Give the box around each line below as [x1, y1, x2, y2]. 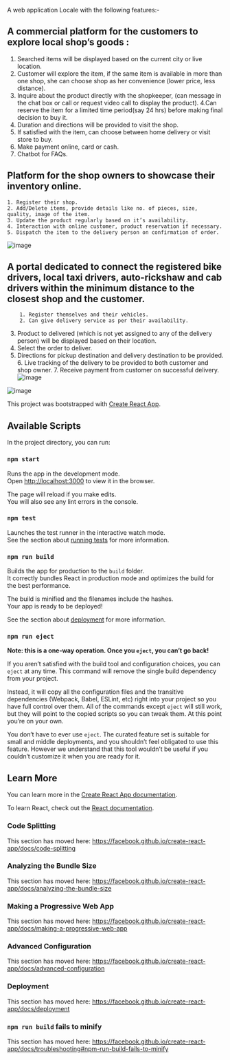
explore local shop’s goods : [7, 36, 129, 48]
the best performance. [7, 582, 71, 590]
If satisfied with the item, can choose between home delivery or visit [16, 127, 211, 136]
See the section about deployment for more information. [7, 615, 166, 624]
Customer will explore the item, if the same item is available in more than [16, 69, 222, 78]
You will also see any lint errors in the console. [7, 497, 139, 505]
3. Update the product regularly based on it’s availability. [7, 217, 189, 224]
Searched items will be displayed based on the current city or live [16, 54, 203, 63]
